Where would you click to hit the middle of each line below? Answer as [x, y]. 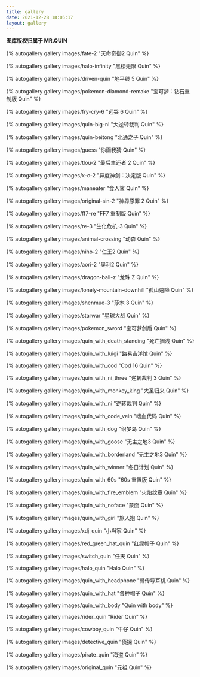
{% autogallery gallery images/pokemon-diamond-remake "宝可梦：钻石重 [98, 92]
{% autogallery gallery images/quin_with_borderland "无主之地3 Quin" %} [97, 454]
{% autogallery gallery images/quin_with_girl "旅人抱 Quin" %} [83, 518]
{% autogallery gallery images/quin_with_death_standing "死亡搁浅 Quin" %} [100, 341]
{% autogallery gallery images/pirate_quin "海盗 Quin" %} [77, 655]
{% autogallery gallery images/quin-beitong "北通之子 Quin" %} [84, 137]
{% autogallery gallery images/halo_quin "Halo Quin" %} [76, 568]
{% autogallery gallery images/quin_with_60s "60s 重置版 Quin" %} [89, 480]
